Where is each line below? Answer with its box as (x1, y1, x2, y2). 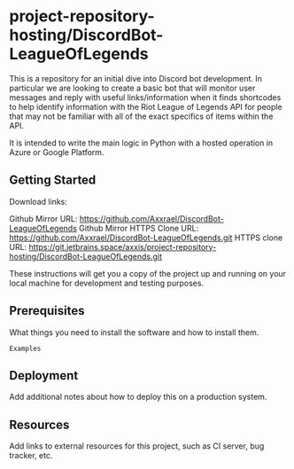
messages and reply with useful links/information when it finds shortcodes (9, 91, 282, 103)
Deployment (9, 368, 79, 383)
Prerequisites (9, 303, 85, 318)
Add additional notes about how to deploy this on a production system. (9, 392, 267, 403)
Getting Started (9, 173, 97, 188)
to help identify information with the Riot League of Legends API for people (9, 101, 282, 112)
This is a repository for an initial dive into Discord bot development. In (9, 73, 263, 83)
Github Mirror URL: (9, 213, 78, 223)
